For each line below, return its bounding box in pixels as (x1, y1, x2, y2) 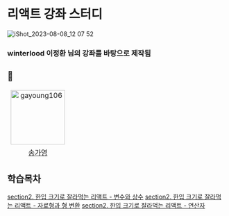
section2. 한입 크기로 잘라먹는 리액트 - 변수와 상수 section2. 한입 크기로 (7, 192, 203, 201)
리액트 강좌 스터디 (7, 6, 103, 22)
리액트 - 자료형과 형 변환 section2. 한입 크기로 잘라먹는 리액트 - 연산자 (14, 201, 205, 210)
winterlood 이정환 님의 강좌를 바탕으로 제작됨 (7, 48, 151, 58)
